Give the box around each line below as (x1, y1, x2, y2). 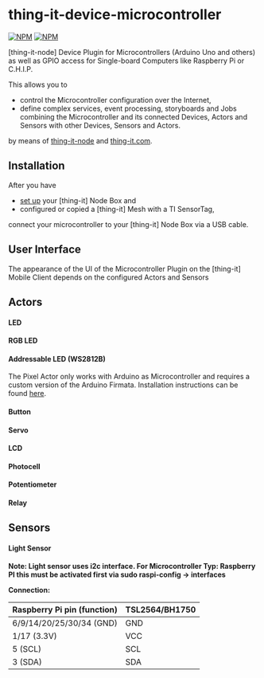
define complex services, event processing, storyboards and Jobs (19, 104, 237, 113)
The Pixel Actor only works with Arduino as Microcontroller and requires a (8, 372, 250, 382)
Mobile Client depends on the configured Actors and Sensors (8, 272, 209, 282)
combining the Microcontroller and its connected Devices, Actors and (19, 112, 248, 121)
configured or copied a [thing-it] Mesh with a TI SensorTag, (19, 204, 215, 214)
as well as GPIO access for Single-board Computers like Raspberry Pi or (8, 56, 245, 65)
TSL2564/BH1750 (125, 604, 196, 615)
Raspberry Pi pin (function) (12, 604, 118, 615)
